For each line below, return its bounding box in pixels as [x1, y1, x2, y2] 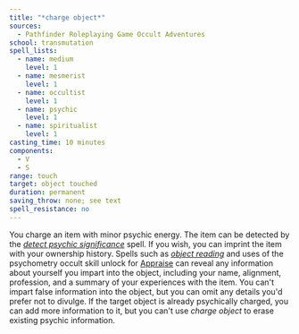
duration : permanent [9, 188, 87, 197]
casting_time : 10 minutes [9, 138, 105, 147]
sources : [9, 21, 42, 30]
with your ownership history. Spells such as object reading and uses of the [9, 248, 284, 259]
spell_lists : [9, 47, 58, 56]
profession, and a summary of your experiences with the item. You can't [9, 277, 275, 287]
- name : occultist [17, 88, 87, 97]
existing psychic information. [9, 314, 116, 325]
